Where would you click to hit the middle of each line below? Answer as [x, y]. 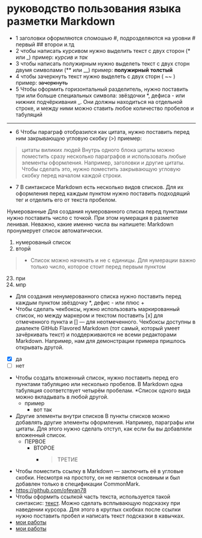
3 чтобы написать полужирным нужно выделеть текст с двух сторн [102, 63]
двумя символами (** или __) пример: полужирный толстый [94, 70]
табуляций [29, 114]
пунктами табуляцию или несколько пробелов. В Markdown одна [99, 384]
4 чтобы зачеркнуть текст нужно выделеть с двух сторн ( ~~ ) [95, 76]
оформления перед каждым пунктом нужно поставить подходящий [103, 193]
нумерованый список [43, 242]
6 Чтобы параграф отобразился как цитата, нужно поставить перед [102, 131]
